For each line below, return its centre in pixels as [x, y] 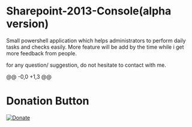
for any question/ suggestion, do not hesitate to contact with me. [86, 65]
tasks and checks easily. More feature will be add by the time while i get [95, 47]
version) [28, 24]
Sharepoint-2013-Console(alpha [89, 11]
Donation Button [48, 101]
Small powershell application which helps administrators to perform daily [96, 40]
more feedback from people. [41, 53]
